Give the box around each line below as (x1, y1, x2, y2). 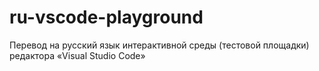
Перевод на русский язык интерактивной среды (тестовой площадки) (9, 39, 310, 51)
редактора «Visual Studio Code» (9, 49, 146, 61)
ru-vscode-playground (9, 6, 204, 29)
